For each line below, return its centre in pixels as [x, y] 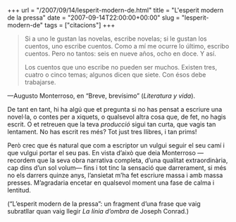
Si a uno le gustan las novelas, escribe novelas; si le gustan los [116, 39]
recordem [21, 160]
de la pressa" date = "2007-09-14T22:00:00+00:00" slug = [94, 18]
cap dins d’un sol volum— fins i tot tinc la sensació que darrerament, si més [117, 168]
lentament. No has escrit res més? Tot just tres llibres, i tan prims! [102, 132]
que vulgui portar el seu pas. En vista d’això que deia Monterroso [101, 153]
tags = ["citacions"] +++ [80, 25]
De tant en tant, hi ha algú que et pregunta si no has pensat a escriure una [115, 109]
